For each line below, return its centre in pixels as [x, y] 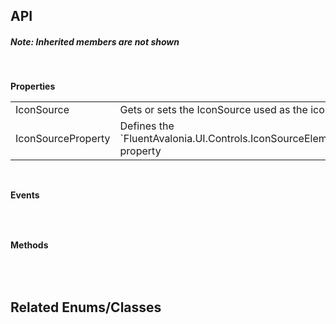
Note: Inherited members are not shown [95, 41]
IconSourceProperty [63, 139]
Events [25, 195]
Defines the [147, 126]
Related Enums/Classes [86, 307]
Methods [29, 245]
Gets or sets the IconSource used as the [213, 110]
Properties [33, 86]
